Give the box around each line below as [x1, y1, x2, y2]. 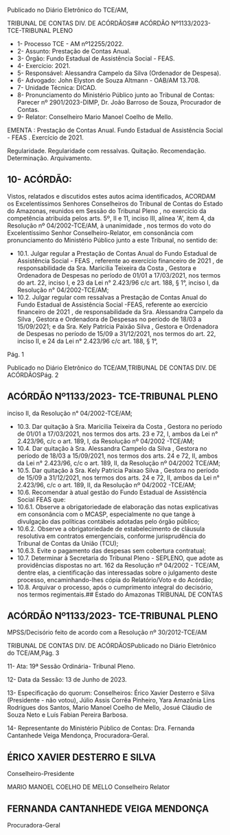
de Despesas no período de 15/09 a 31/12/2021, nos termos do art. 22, [16, 329, 216, 337]
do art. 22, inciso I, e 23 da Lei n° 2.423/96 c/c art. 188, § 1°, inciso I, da [16, 278, 220, 287]
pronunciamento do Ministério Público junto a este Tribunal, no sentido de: [7, 236, 218, 244]
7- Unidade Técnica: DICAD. [16, 84, 97, 91]
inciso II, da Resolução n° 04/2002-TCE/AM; [7, 409, 133, 417]
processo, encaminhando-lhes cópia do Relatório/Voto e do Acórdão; [16, 575, 214, 583]
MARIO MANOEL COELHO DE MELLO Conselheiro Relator [7, 783, 170, 791]
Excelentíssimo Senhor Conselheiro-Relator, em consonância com [7, 228, 194, 236]
